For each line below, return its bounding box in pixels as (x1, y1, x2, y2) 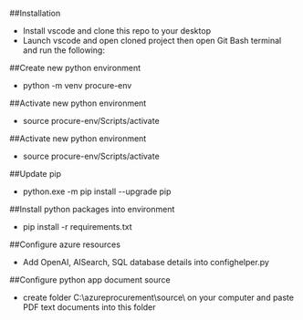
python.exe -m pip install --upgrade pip (22, 186, 172, 197)
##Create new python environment (9, 63, 141, 73)
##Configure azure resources (9, 239, 121, 250)
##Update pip (9, 169, 62, 179)
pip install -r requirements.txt (22, 222, 132, 232)
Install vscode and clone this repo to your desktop (22, 26, 212, 36)
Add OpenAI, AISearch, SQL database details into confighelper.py (22, 257, 269, 267)
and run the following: (22, 45, 105, 56)
